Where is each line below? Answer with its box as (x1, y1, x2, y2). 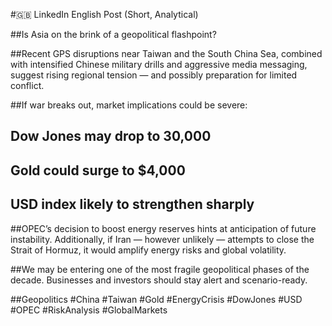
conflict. (10, 80, 45, 91)
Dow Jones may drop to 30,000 (10, 128, 212, 145)
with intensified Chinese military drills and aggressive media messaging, (10, 59, 308, 70)
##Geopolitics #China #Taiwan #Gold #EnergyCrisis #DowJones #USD (10, 293, 303, 305)
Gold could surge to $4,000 (10, 162, 186, 179)
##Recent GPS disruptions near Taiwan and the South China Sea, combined (10, 48, 323, 59)
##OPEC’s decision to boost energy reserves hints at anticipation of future (10, 222, 317, 234)
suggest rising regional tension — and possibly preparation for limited (10, 69, 298, 81)
